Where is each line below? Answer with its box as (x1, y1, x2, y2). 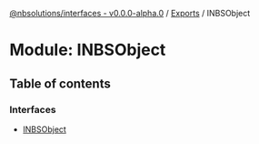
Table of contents (9, 76, 111, 91)
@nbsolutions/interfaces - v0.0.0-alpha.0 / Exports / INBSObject (9, 8, 251, 18)
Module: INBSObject (9, 40, 166, 60)
